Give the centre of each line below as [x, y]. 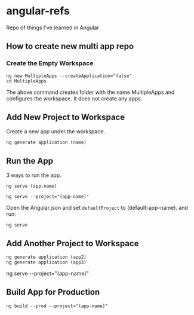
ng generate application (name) [46, 143]
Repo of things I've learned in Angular [53, 27]
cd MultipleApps [26, 81]
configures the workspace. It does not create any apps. [74, 98]
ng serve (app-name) [32, 186]
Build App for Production [53, 292]
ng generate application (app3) [46, 262]
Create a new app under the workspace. [56, 131]
